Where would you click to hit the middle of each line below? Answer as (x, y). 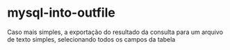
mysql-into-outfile (61, 13)
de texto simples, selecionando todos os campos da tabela (91, 39)
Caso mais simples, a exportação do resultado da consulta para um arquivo (115, 32)
